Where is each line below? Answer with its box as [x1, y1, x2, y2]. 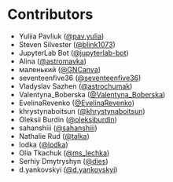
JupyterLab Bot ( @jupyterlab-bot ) [18, 48, 129, 57]
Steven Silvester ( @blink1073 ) [18, 39, 116, 49]
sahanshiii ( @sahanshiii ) [18, 123, 98, 133]
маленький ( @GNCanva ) [18, 64, 101, 74]
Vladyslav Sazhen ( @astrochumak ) [18, 81, 133, 91]
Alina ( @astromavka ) [18, 56, 87, 66]
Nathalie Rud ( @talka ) [18, 131, 90, 140]
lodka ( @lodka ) [18, 140, 68, 149]
